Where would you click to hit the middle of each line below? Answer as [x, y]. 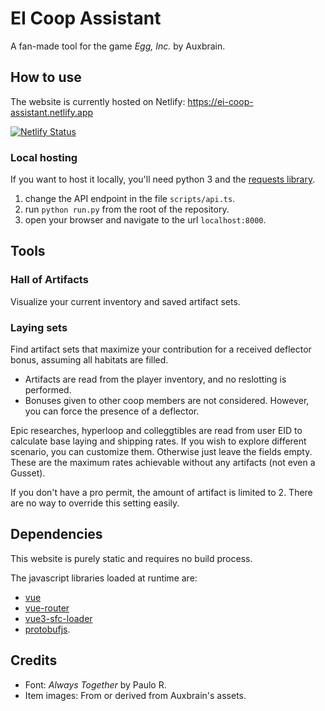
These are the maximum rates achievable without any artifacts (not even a [163, 463]
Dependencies [56, 534]
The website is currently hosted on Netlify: [98, 101]
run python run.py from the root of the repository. [127, 209]
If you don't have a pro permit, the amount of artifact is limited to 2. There [161, 493]
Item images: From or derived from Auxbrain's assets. [135, 695]
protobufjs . [47, 629]
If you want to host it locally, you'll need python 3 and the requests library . [163, 179]
